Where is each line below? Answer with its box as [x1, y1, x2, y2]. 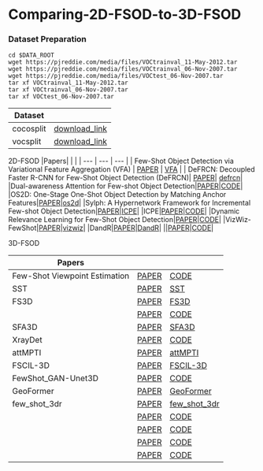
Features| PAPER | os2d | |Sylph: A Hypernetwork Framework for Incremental [8, 198, 251, 208]
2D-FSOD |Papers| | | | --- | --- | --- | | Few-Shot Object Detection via [8, 156, 235, 166]
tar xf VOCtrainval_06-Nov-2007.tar [8, 86, 128, 94]
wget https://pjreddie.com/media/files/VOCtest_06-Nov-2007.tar [8, 72, 224, 80]
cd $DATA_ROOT [8, 51, 55, 60]
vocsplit [12, 136, 42, 147]
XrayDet [12, 335, 43, 346]
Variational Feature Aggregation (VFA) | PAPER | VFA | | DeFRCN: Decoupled [8, 165, 256, 174]
